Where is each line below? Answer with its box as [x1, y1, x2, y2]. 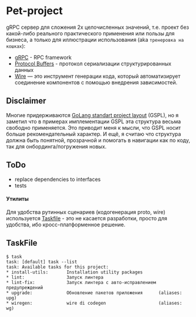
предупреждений [6, 285, 43, 290]
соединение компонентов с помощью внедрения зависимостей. [14, 78, 178, 86]
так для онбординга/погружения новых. [6, 143, 107, 150]
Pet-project [6, 4, 63, 18]
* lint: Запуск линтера [6, 274, 104, 280]
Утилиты [6, 196, 29, 203]
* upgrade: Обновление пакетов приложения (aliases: [6, 290, 183, 296]
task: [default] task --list [6, 259, 77, 265]
